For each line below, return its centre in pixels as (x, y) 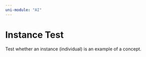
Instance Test (34, 35)
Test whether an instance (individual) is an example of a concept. (74, 49)
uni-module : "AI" (24, 10)
